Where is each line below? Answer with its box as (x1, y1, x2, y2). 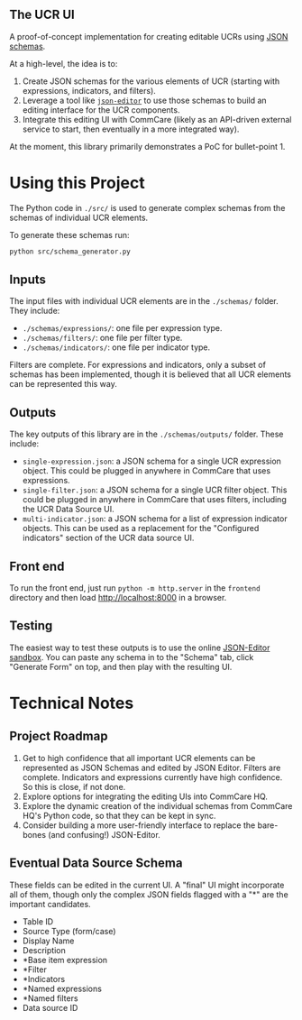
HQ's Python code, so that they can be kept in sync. (22, 810, 216, 821)
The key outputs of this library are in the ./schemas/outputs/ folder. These (9, 428, 284, 440)
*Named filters (22, 992, 78, 1004)
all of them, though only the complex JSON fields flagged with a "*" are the (9, 888, 288, 900)
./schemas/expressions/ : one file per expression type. (22, 323, 223, 334)
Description (22, 944, 66, 955)
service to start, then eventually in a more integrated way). (22, 124, 240, 134)
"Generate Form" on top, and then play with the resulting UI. (9, 661, 233, 672)
